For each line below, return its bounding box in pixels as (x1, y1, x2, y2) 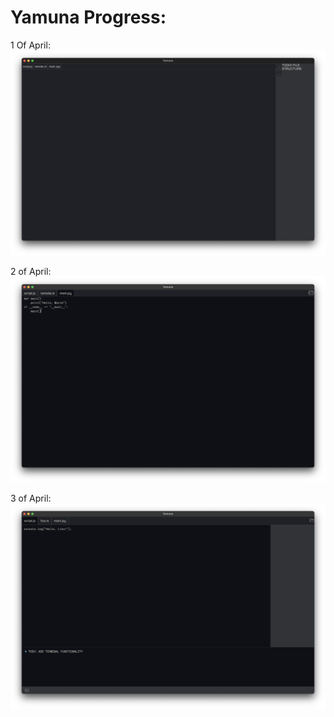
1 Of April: (10, 39, 51, 51)
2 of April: (10, 266, 52, 278)
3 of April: (10, 492, 52, 504)
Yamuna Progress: (10, 6, 167, 29)
